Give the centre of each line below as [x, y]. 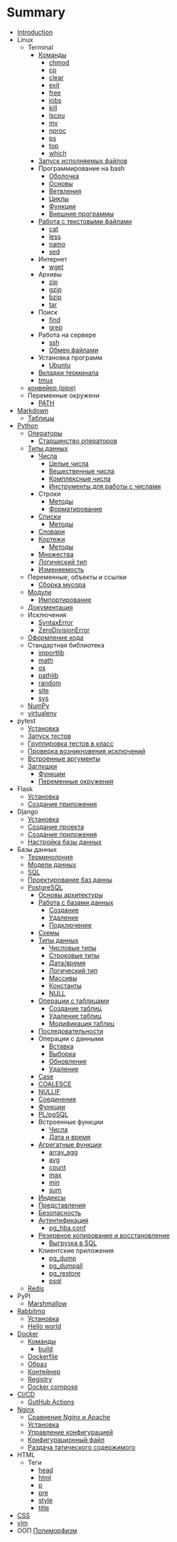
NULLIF [49, 1091]
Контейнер [44, 1371]
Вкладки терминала [68, 373]
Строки [49, 494]
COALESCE [55, 1084]
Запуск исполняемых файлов [83, 160]
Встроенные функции [71, 1122]
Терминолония [50, 857]
